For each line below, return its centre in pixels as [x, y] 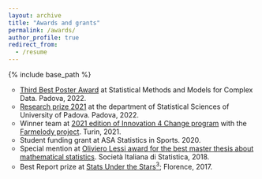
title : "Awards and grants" [54, 23]
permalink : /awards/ [42, 30]
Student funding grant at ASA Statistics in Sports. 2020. [110, 140]
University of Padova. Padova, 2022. [79, 115]
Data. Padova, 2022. [53, 98]
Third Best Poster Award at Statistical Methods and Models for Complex [136, 90]
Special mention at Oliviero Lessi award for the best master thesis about [137, 148]
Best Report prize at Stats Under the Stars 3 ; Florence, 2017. [116, 166]
